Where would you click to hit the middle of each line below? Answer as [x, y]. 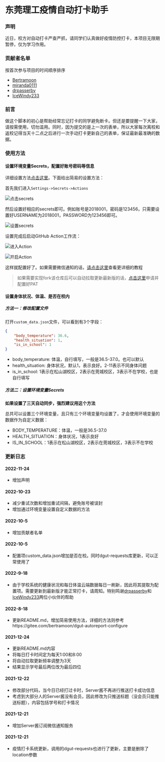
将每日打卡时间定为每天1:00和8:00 [47, 655]
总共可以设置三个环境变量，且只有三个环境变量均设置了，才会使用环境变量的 [82, 414]
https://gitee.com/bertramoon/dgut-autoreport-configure [70, 626]
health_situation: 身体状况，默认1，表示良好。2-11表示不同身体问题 [80, 366]
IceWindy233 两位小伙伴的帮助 [43, 597]
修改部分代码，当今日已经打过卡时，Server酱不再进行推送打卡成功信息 [83, 690]
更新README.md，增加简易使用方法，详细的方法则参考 [68, 620]
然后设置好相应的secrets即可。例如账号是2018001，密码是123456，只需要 [80, 209]
